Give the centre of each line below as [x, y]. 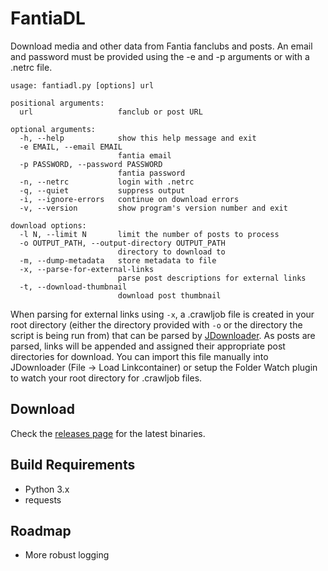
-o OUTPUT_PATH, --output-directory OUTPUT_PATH [122, 243]
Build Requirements [73, 465]
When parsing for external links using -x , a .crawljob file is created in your [162, 314]
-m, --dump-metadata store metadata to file [118, 260]
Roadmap [41, 530]
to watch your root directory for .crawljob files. [106, 378]
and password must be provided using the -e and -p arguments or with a [160, 56]
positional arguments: [57, 103]
